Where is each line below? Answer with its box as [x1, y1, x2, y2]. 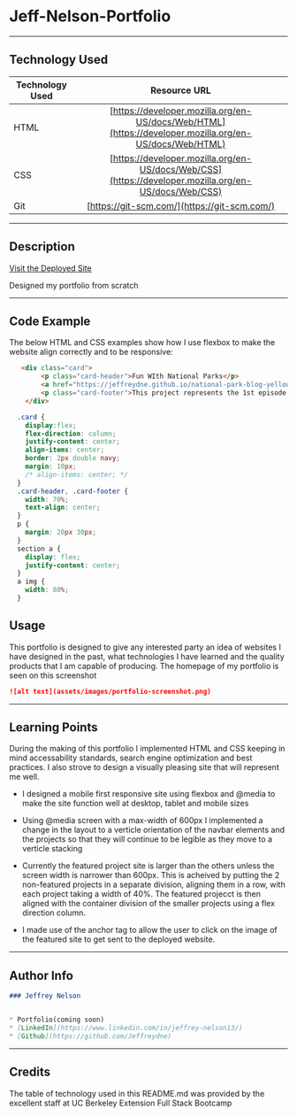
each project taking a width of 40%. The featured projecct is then [21, 889, 261, 899]
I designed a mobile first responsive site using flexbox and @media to [21, 789, 276, 799]
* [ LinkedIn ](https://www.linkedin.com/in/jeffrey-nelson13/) [9, 1023, 243, 1032]
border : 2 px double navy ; [25, 454, 121, 463]
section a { [17, 544, 62, 553]
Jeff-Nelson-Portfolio [9, 6, 171, 27]
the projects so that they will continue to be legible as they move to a [21, 834, 272, 844]
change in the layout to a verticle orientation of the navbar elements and [21, 825, 286, 836]
